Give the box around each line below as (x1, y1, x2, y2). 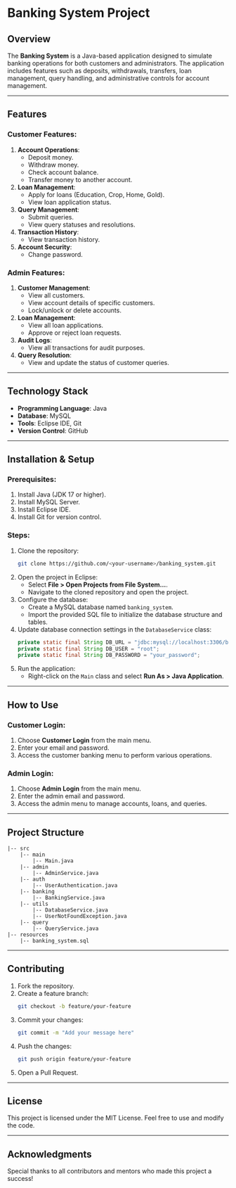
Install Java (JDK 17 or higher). (17, 490, 107, 499)
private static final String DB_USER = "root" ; (17, 645, 160, 652)
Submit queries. (27, 212, 74, 221)
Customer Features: (7, 129, 77, 139)
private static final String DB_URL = (17, 639, 131, 646)
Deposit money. (27, 153, 74, 161)
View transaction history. (27, 235, 100, 243)
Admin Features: (7, 267, 65, 277)
